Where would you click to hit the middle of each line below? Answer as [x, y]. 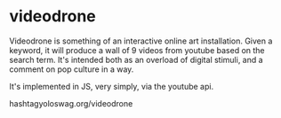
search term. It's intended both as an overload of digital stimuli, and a [136, 59]
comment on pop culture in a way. [72, 69]
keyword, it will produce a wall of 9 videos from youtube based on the [137, 50]
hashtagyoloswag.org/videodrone [71, 103]
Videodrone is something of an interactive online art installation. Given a [141, 41]
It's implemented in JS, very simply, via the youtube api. [112, 86]
